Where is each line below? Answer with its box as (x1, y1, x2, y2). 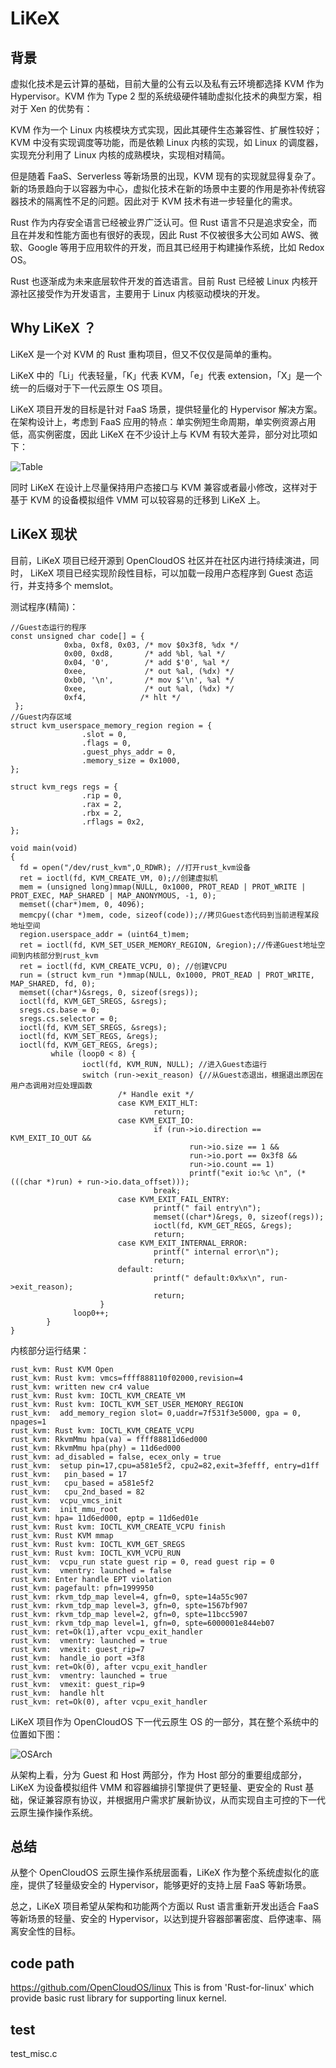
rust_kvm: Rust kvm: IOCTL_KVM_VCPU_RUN (10, 1548, 182, 1558)
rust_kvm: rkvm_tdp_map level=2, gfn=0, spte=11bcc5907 (10, 1609, 248, 1619)
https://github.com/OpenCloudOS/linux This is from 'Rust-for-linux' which (10, 1982, 315, 1994)
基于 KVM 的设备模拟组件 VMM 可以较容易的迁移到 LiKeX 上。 (10, 493, 266, 506)
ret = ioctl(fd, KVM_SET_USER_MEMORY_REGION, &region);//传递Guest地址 (19, 940, 318, 950)
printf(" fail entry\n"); (153, 1203, 262, 1213)
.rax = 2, (81, 799, 123, 809)
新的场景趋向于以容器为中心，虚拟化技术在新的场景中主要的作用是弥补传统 (10, 183, 317, 194)
